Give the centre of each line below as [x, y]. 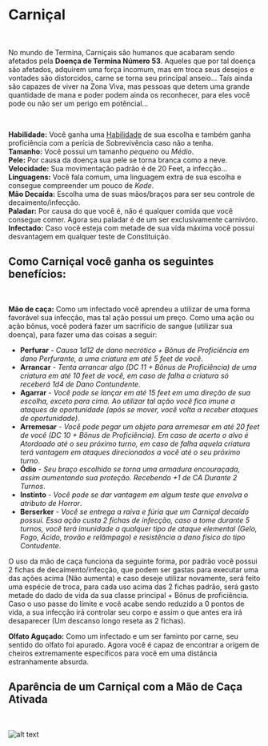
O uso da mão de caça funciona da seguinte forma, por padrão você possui [133, 561]
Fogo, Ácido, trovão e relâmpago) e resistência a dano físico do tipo [132, 537]
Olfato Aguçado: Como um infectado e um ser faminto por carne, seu [123, 636]
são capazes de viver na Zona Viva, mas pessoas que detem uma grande [129, 86]
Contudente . [40, 545]
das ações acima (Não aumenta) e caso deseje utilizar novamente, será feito [134, 578]
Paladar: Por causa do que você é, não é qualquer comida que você [121, 211]
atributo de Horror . [51, 503]
